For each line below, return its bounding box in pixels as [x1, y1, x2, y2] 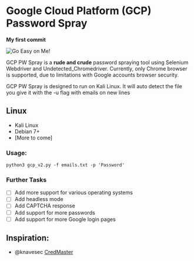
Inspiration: [6, 233, 49, 243]
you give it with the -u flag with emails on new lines [6, 89, 131, 96]
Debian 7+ [14, 128, 40, 135]
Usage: [6, 149, 28, 157]
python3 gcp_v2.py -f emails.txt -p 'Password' [6, 162, 125, 168]
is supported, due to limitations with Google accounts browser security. [6, 71, 179, 78]
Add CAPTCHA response [14, 202, 75, 209]
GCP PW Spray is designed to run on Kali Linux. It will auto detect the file [6, 82, 182, 89]
